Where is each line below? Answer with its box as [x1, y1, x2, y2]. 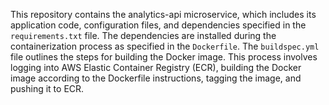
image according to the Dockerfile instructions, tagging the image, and [10, 72, 302, 84]
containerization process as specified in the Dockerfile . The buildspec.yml [10, 40, 320, 52]
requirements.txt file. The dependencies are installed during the [10, 30, 277, 41]
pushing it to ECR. [10, 83, 85, 94]
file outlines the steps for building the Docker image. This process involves [10, 51, 318, 63]
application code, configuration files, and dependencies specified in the [10, 19, 307, 31]
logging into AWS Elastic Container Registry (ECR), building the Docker [10, 62, 302, 73]
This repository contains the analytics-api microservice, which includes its [10, 9, 317, 20]
